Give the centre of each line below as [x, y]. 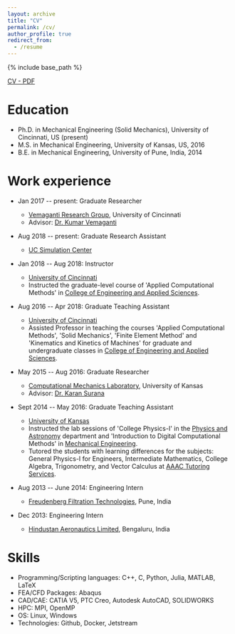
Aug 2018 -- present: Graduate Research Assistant [92, 236]
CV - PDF [21, 81]
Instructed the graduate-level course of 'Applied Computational [121, 285]
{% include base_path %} [45, 67]
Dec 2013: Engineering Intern [60, 515]
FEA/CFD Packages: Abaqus [59, 593]
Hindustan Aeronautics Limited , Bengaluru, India [99, 529]
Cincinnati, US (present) [53, 137]
